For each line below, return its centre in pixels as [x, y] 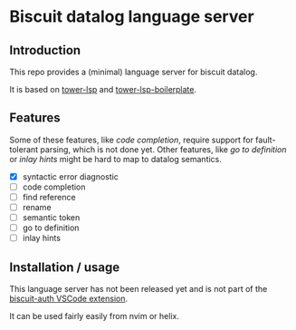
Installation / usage [65, 267]
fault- [265, 140]
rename [37, 207]
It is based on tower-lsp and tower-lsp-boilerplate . [103, 89]
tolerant [24, 149]
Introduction [45, 50]
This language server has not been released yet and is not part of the [138, 289]
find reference [49, 197]
